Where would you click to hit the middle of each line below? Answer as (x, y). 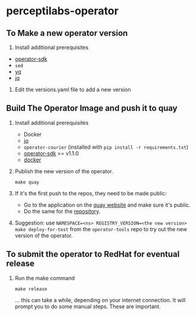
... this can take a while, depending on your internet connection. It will (100, 300)
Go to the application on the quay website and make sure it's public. (107, 205)
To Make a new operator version (67, 33)
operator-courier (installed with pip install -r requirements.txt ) (106, 147)
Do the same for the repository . (62, 211)
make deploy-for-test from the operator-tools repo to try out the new (101, 229)
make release (31, 289)
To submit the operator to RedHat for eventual (93, 254)
